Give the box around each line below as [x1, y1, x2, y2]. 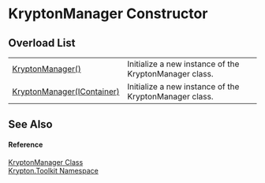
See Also [8, 118, 53, 131]
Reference [8, 140, 43, 149]
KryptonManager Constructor [8, 5, 208, 23]
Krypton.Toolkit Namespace [8, 166, 99, 175]
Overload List [8, 36, 76, 50]
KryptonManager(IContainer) [12, 86, 120, 97]
